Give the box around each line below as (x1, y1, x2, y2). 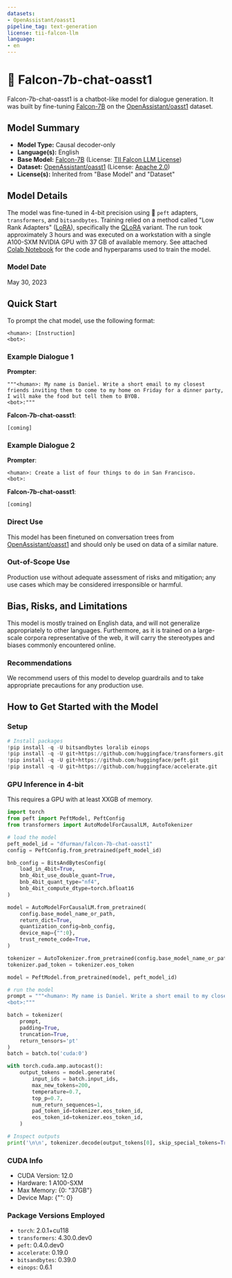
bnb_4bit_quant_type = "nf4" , (19, 878, 100, 885)
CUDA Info (7, 1156, 43, 1165)
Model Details (7, 190, 68, 202)
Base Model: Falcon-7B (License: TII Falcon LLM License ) (17, 155, 182, 163)
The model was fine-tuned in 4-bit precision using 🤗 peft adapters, (7, 208, 198, 216)
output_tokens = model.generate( (19, 1069, 116, 1076)
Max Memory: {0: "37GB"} (17, 1186, 93, 1194)
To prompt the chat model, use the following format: (7, 316, 155, 325)
